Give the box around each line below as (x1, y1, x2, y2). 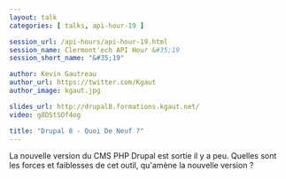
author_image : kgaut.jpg (9, 86, 101, 95)
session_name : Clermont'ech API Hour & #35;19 (9, 45, 180, 54)
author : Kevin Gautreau (9, 70, 97, 79)
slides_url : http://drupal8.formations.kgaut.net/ (9, 102, 200, 111)
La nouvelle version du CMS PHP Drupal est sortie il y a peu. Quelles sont (9, 151, 277, 161)
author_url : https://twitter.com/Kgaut (9, 78, 157, 87)
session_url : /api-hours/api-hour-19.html (9, 37, 168, 46)
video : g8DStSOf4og (9, 110, 81, 120)
